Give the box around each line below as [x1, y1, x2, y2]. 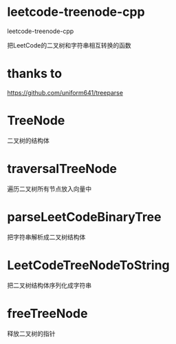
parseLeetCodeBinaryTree [7, 209, 162, 225]
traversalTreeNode [7, 161, 117, 176]
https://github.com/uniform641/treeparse [7, 88, 124, 97]
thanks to [7, 66, 63, 81]
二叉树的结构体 [7, 136, 49, 145]
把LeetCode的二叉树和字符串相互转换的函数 [7, 41, 132, 49]
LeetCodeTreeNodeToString [7, 257, 170, 273]
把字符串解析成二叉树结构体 [7, 232, 86, 241]
